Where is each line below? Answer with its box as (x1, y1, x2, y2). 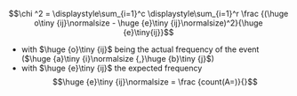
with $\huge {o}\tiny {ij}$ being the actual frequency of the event (20, 44, 260, 55)
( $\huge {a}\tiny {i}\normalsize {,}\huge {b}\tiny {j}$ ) (20, 54, 215, 63)
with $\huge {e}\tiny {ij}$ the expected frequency (20, 63, 203, 73)
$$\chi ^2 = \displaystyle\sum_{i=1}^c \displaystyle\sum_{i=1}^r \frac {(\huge (8, 9, 289, 18)
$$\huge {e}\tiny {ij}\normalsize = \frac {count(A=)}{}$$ (52, 77, 259, 87)
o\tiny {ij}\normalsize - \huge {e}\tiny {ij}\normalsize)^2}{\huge (34, 18, 263, 28)
